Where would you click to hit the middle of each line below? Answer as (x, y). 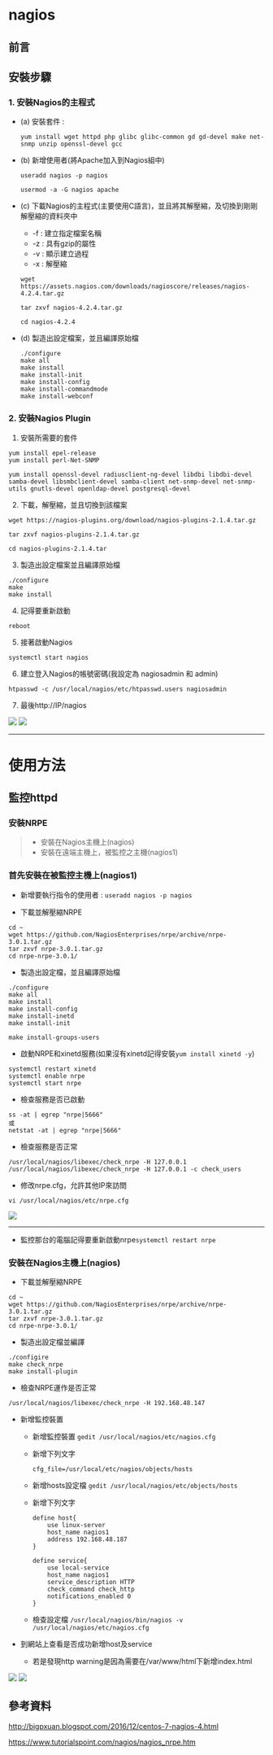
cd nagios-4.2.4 (48, 322)
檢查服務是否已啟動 (52, 1099)
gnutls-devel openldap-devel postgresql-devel (110, 489)
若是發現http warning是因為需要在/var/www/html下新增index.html (142, 1661)
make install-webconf (56, 396)
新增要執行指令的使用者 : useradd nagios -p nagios (106, 895)
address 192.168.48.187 (87, 1539)
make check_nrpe (36, 1364)
